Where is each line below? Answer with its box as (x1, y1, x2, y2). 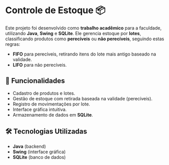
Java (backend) (12, 143, 46, 149)
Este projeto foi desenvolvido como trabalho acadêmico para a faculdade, (5, 24, 162, 31)
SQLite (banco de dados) (12, 154, 66, 160)
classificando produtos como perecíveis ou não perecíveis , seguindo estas (5, 36, 164, 42)
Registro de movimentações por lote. (12, 101, 91, 107)
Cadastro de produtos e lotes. (12, 90, 75, 96)
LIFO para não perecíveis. (12, 62, 67, 68)
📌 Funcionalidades (5, 76, 65, 85)
